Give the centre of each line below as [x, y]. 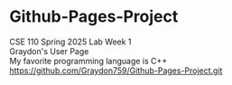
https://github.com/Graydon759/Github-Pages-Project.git [116, 71]
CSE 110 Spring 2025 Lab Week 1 [71, 42]
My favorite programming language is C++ [88, 61]
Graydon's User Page [49, 51]
